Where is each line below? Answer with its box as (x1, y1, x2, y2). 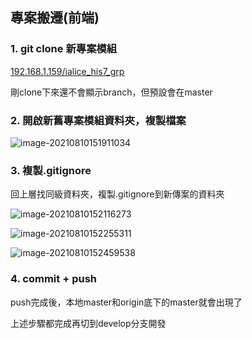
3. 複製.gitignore (10, 163, 92, 177)
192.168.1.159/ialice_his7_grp (10, 65, 125, 77)
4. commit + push (10, 272, 97, 286)
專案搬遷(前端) (10, 9, 100, 27)
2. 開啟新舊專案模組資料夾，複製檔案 (10, 113, 187, 127)
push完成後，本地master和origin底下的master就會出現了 (10, 296, 243, 308)
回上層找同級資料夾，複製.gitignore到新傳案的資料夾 (10, 188, 225, 200)
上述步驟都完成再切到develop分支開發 (10, 317, 167, 329)
